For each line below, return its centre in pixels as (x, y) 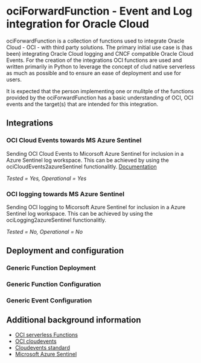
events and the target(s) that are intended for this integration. (82, 104)
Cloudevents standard (43, 347)
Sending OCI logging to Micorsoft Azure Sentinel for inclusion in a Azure (96, 207)
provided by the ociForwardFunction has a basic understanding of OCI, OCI (100, 98)
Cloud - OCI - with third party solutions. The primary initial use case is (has (99, 47)
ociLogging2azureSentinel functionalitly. (56, 220)
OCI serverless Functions (46, 335)
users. (14, 79)
